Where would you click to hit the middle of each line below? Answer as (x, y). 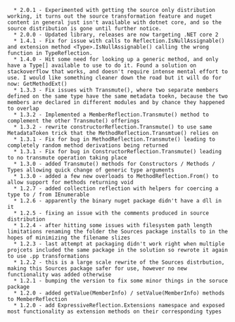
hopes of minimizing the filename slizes (69, 238)
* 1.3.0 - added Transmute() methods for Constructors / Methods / (115, 164)
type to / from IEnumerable (49, 195)
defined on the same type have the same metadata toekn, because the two (118, 96)
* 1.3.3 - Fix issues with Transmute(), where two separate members (116, 90)
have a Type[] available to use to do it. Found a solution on (102, 65)
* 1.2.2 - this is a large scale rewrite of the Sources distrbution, (119, 262)
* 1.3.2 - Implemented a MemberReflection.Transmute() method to (112, 115)
